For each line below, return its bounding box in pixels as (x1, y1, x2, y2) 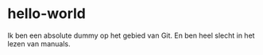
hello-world (7, 5, 87, 23)
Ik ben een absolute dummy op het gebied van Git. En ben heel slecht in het (7, 31, 255, 40)
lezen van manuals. (7, 38, 71, 48)
